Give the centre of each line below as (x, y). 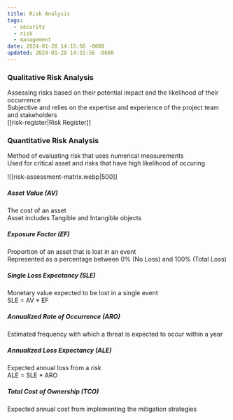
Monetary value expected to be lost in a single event (83, 293)
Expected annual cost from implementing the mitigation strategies (102, 409)
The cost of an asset (37, 210)
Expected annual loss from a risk (54, 368)
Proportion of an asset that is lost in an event (72, 252)
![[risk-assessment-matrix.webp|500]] (62, 177)
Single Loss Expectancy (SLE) (51, 275)
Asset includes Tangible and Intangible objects (75, 218)
